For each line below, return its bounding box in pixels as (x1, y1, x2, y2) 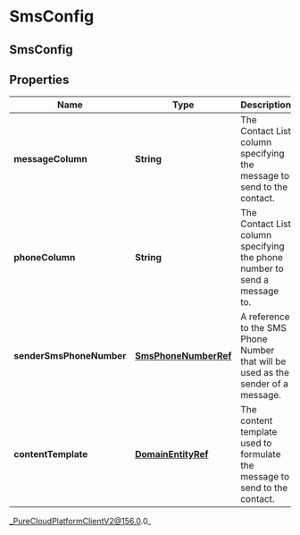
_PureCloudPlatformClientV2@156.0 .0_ (9, 516, 152, 527)
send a (240, 274, 270, 286)
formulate (240, 448, 281, 461)
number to (240, 262, 284, 275)
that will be (240, 355, 287, 368)
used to (240, 437, 272, 449)
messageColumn (13, 153, 87, 166)
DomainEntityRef (135, 448, 209, 461)
